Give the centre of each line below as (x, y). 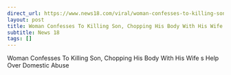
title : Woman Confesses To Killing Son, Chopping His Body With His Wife (115, 26)
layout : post (26, 20)
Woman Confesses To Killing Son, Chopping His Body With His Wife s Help (113, 58)
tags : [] (20, 39)
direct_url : (24, 13)
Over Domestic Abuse (38, 65)
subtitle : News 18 (33, 32)
